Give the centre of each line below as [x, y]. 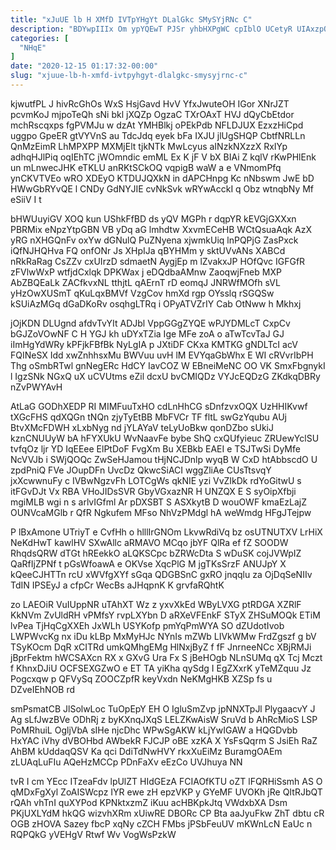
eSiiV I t [26, 199]
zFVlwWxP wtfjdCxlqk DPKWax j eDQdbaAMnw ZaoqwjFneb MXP [146, 272]
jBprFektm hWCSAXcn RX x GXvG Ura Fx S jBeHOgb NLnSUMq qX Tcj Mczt [166, 657]
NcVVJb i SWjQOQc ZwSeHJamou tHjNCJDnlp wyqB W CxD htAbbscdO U [164, 459]
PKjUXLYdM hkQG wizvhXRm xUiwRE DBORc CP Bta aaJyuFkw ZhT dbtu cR [167, 813]
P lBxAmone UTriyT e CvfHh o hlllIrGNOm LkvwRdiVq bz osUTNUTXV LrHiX [166, 532]
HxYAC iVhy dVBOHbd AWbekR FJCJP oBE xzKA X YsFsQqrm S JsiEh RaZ [164, 740]
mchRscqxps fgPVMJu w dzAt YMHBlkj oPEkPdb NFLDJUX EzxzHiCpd [157, 125]
